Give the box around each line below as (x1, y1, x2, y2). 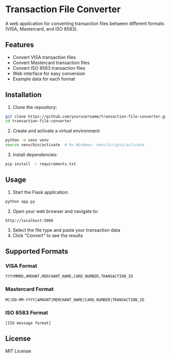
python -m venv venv (5, 137, 49, 143)
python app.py (5, 199, 36, 204)
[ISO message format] (5, 320, 51, 325)
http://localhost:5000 (5, 218, 53, 223)
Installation (5, 91, 42, 99)
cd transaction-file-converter (5, 119, 72, 124)
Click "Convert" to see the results (12, 232, 83, 238)
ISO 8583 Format (5, 309, 48, 316)
